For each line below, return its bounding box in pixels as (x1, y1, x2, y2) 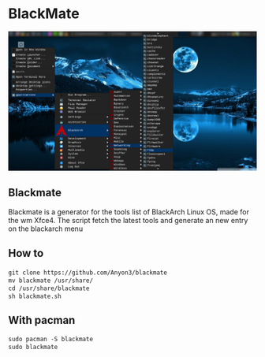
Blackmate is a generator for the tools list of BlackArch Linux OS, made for (8, 206, 250, 217)
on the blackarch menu (8, 224, 84, 233)
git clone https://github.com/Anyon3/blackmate (8, 269, 168, 277)
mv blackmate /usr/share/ (8, 277, 93, 284)
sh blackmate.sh (8, 292, 62, 300)
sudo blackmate (8, 344, 58, 351)
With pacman (8, 313, 76, 327)
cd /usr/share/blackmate (8, 284, 90, 292)
